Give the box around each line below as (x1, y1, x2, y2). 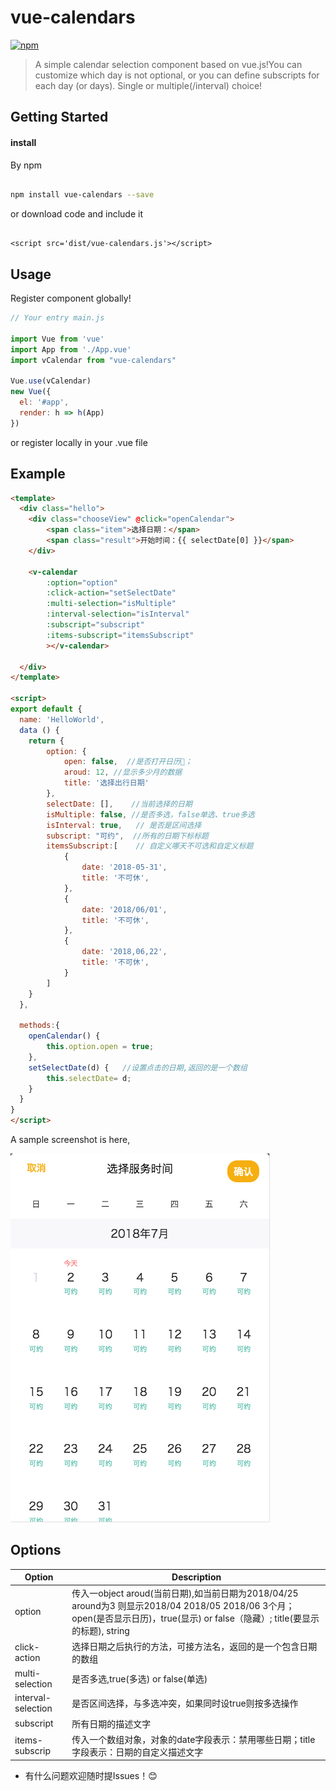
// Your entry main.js (10, 313, 105, 323)
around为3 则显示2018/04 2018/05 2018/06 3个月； (71, 1599, 295, 1611)
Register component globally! (10, 292, 132, 305)
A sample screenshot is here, (10, 1134, 131, 1146)
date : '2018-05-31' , (81, 862, 168, 873)
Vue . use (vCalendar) (10, 376, 92, 386)
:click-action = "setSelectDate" (46, 588, 177, 598)
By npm (10, 159, 43, 171)
